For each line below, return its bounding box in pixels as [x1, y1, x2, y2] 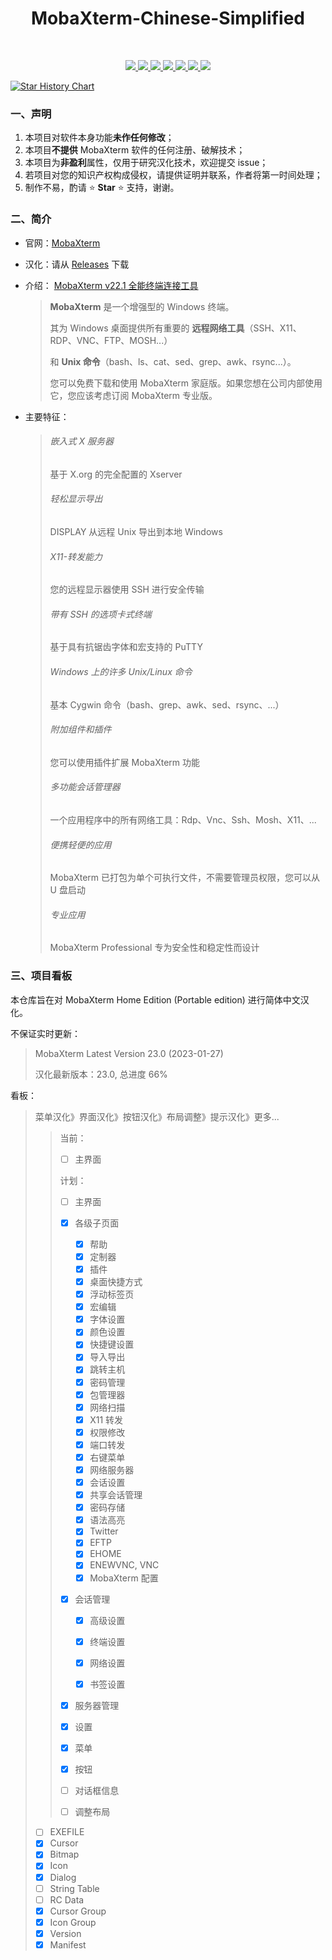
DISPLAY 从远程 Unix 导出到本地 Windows [49, 525, 223, 537]
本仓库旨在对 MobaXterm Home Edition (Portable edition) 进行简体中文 [10, 993, 301, 1006]
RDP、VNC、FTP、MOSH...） [49, 334, 173, 346]
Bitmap [49, 1848, 80, 1861]
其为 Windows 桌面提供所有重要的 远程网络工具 [49, 322, 245, 334]
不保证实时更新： [10, 1027, 81, 1039]
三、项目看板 [10, 969, 73, 983]
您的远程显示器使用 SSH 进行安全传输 [49, 583, 205, 596]
